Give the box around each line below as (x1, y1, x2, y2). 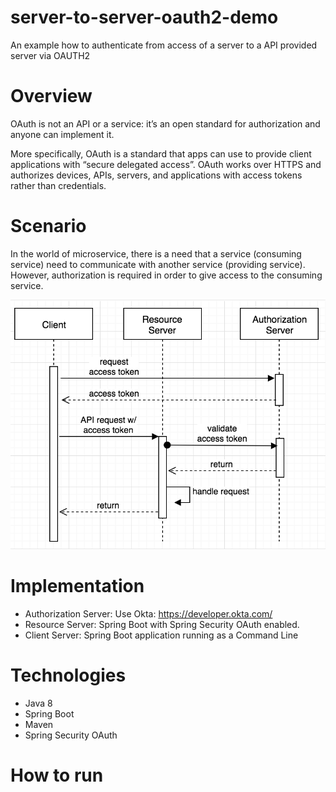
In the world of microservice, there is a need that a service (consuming (10, 247, 302, 260)
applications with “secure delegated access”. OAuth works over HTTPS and (10, 158, 322, 170)
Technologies (10, 664, 127, 687)
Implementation (10, 575, 145, 598)
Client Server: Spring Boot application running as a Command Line (24, 629, 299, 641)
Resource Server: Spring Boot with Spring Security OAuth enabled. (24, 619, 300, 631)
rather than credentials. (10, 179, 107, 191)
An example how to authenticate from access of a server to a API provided (10, 39, 318, 51)
